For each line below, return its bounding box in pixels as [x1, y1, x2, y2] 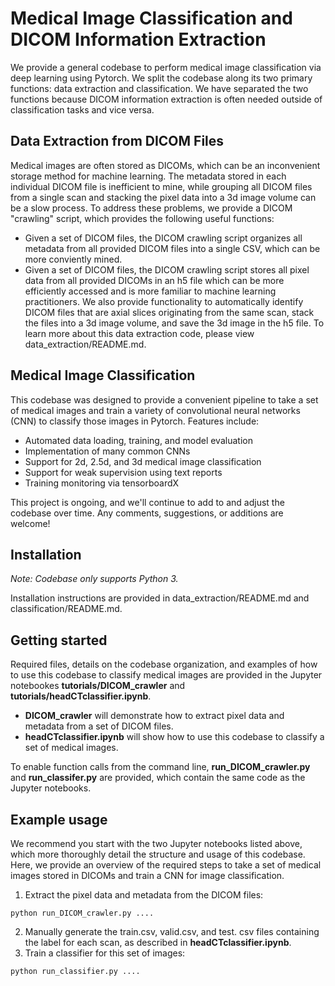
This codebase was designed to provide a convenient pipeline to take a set [10, 393, 319, 406]
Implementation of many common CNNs [24, 445, 191, 457]
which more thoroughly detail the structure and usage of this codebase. [10, 848, 306, 860]
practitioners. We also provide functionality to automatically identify [24, 295, 304, 307]
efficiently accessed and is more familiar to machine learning [24, 285, 277, 297]
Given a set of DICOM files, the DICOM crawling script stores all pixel [24, 263, 310, 276]
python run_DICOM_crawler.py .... [10, 908, 155, 918]
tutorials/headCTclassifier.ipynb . [10, 690, 152, 702]
